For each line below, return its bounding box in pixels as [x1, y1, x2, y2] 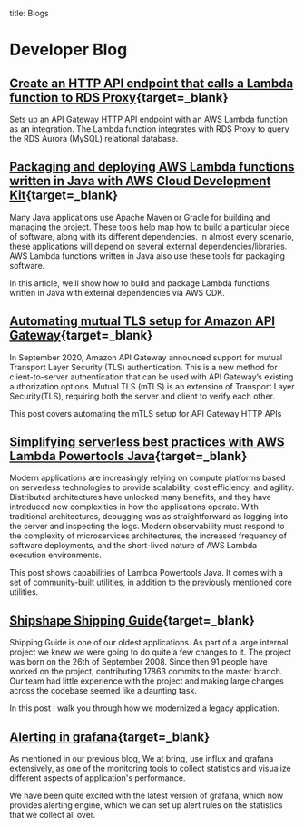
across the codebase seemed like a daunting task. [9, 685, 198, 696]
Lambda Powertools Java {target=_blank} [9, 448, 248, 464]
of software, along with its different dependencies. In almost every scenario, [9, 231, 295, 241]
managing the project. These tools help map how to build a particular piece [9, 222, 290, 232]
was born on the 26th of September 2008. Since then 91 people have [9, 656, 268, 667]
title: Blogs [9, 8, 49, 18]
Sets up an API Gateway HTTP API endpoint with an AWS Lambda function [9, 113, 289, 124]
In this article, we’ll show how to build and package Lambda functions [9, 277, 270, 289]
